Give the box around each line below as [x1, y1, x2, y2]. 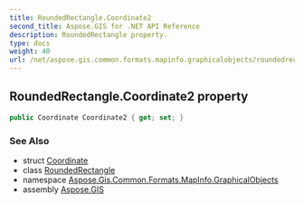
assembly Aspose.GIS [22, 183, 104, 195]
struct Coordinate [22, 155, 89, 166]
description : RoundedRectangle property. [9, 30, 168, 39]
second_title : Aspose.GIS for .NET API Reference [9, 22, 201, 31]
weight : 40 [9, 47, 51, 56]
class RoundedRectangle [22, 164, 116, 175]
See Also [9, 134, 50, 147]
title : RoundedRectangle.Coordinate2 [9, 13, 152, 23]
